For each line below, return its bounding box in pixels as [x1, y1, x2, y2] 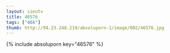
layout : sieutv [6, 8, 44, 15]
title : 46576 [6, 14, 38, 20]
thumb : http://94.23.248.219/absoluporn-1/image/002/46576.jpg [6, 24, 165, 31]
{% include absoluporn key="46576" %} [6, 41, 104, 48]
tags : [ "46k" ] [6, 19, 41, 25]
